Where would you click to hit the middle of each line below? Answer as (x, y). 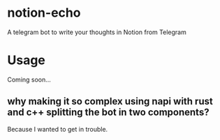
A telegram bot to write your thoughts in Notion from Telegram (97, 32)
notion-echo (44, 13)
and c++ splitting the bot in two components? (108, 112)
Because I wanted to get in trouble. (58, 129)
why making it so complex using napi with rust (110, 101)
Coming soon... (29, 79)
